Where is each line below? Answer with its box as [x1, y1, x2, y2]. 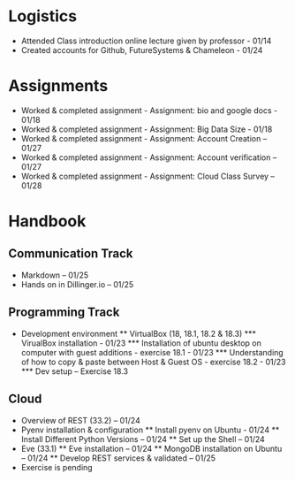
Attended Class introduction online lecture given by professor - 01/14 [20, 35, 272, 46]
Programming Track [8, 305, 120, 320]
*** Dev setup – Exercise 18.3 [20, 365, 129, 377]
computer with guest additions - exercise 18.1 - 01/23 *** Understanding [20, 347, 284, 357]
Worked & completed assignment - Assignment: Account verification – [20, 152, 277, 163]
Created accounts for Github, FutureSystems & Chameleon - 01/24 [20, 44, 263, 55]
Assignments [8, 76, 109, 96]
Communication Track [8, 246, 133, 262]
